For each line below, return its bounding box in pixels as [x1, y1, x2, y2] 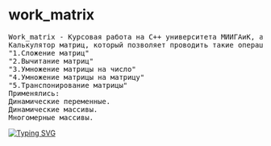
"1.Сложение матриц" [8, 48, 90, 57]
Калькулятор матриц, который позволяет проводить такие [8, 40, 234, 49]
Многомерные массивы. [8, 113, 94, 122]
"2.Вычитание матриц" [8, 56, 94, 65]
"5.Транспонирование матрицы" [8, 81, 128, 90]
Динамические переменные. [8, 97, 111, 106]
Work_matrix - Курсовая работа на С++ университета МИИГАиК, [8, 32, 256, 41]
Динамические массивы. [8, 105, 98, 114]
